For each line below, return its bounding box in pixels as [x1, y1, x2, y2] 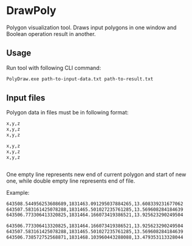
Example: [6, 189, 30, 196]
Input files [6, 93, 46, 104]
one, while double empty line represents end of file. [6, 177, 135, 184]
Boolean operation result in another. [6, 30, 96, 37]
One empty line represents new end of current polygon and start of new [6, 170, 187, 178]
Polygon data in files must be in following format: [6, 109, 129, 116]
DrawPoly [6, 4, 57, 18]
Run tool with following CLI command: [6, 64, 101, 71]
